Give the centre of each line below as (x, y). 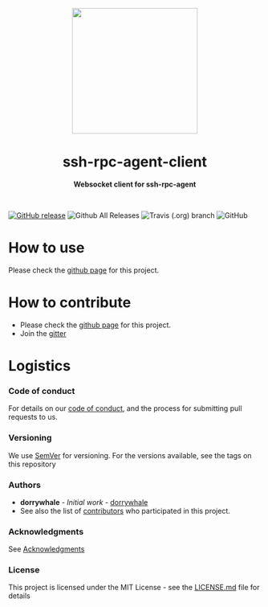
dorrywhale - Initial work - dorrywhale (84, 502)
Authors (25, 485)
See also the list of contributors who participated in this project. (125, 511)
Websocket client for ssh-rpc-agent (135, 184)
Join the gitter (43, 333)
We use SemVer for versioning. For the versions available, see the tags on (130, 455)
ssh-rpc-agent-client (135, 162)
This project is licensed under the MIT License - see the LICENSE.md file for (134, 588)
